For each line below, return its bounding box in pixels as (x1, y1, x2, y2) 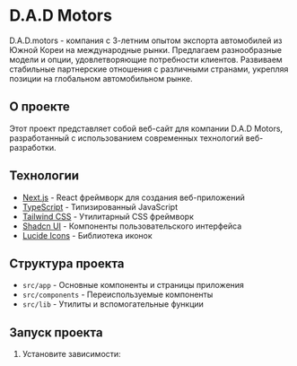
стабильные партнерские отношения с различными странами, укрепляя (9, 64, 289, 74)
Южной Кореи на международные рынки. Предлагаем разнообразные (9, 44, 283, 55)
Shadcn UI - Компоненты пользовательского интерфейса (22, 221, 242, 231)
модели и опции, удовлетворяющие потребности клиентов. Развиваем (9, 54, 283, 65)
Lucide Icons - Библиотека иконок (22, 230, 153, 240)
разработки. (9, 142, 57, 152)
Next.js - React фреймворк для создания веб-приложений (22, 192, 245, 203)
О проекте (9, 100, 70, 115)
